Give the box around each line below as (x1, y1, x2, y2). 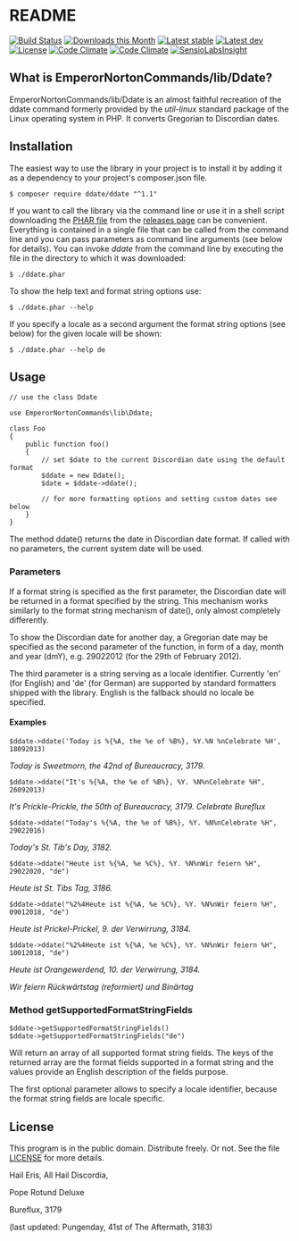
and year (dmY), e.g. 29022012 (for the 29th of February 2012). (9, 650, 242, 661)
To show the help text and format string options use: (9, 285, 202, 296)
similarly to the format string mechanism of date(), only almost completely (9, 605, 281, 616)
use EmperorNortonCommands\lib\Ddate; (9, 408, 154, 418)
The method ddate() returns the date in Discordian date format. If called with (9, 533, 290, 545)
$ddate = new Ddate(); (41, 471, 126, 481)
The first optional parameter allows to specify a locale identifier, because (9, 1084, 278, 1094)
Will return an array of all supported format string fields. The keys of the (9, 1047, 274, 1059)
